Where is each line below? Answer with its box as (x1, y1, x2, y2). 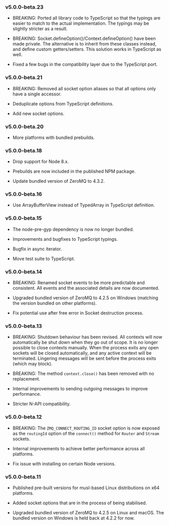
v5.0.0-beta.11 (5, 473, 41, 480)
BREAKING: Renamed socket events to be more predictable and (12, 280, 145, 286)
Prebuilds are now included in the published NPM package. (12, 168, 136, 175)
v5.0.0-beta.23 (5, 4, 44, 11)
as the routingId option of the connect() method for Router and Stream (12, 430, 159, 436)
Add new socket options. (12, 110, 65, 117)
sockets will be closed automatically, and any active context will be (12, 350, 152, 356)
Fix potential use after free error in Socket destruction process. (12, 310, 144, 316)
